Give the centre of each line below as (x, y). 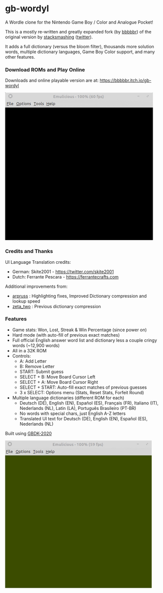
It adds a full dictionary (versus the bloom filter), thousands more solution (80, 46)
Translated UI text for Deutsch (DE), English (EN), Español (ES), (83, 418)
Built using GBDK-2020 (29, 433)
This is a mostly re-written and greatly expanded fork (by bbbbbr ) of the (78, 31)
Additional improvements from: (36, 286)
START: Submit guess (42, 372)
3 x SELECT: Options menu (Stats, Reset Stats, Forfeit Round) (82, 392)
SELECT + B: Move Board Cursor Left (57, 376)
